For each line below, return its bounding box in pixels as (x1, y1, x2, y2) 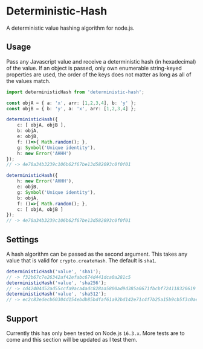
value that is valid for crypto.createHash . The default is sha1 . (6, 256, 157, 264)
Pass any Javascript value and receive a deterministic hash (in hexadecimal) (6, 58, 196, 65)
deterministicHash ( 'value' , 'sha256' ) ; (6, 280, 107, 286)
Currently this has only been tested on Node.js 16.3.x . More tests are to (6, 330, 185, 337)
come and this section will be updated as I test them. (6, 336, 138, 343)
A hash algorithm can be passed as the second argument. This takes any (6, 250, 188, 258)
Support (6, 313, 38, 324)
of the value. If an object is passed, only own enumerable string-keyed (6, 64, 182, 71)
